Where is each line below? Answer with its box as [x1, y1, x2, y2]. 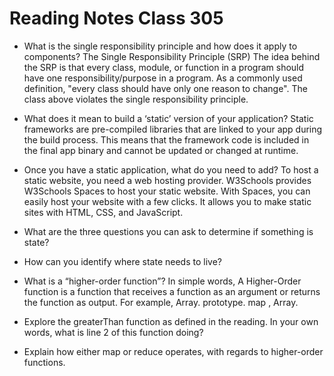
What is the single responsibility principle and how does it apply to [23, 40, 298, 52]
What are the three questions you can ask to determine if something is [23, 225, 314, 237]
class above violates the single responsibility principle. [23, 93, 249, 105]
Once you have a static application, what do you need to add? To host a [23, 163, 319, 176]
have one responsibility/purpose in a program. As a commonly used [23, 72, 303, 84]
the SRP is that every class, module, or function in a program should [23, 61, 305, 73]
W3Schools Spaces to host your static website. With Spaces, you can [23, 185, 311, 197]
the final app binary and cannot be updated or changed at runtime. [23, 144, 299, 156]
